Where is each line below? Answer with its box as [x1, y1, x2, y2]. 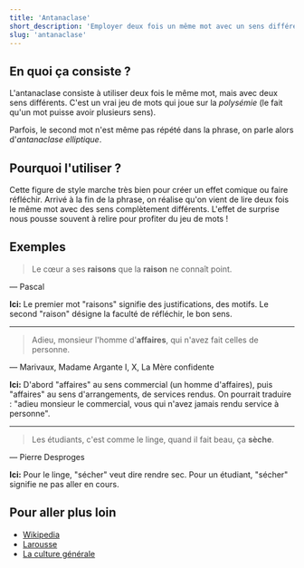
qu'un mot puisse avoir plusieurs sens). [9, 107, 157, 118]
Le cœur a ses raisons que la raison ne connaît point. [31, 264, 233, 274]
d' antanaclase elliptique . [9, 134, 102, 145]
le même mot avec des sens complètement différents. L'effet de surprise [9, 204, 280, 214]
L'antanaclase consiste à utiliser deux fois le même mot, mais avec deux [9, 88, 279, 99]
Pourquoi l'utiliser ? [9, 160, 122, 176]
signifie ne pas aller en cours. [9, 478, 119, 489]
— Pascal [9, 281, 45, 292]
